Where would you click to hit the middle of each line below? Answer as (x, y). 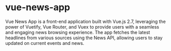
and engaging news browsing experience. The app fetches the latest (78, 32)
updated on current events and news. (45, 43)
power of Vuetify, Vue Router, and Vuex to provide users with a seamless (82, 27)
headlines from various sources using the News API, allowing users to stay (84, 38)
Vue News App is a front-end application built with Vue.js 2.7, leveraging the (85, 21)
